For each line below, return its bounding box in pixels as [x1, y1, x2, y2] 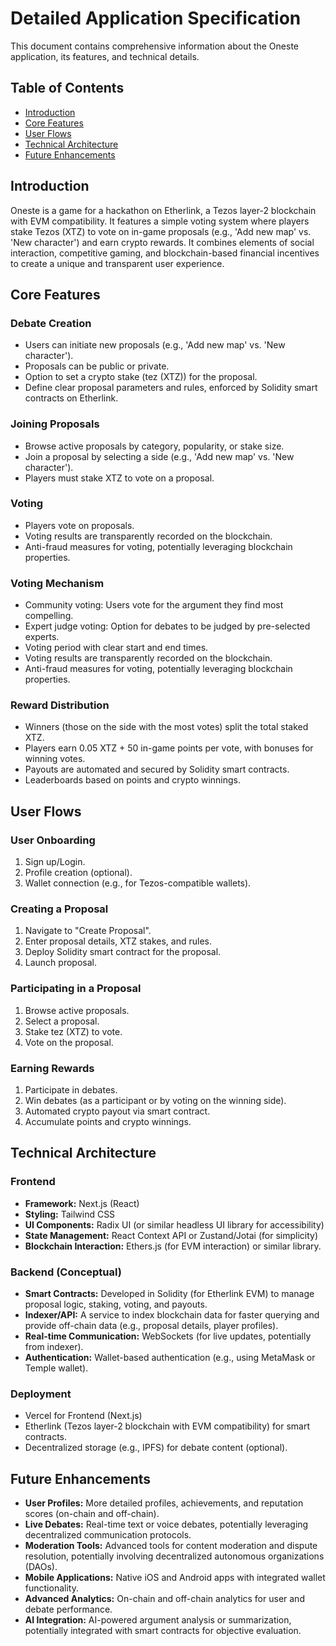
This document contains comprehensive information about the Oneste [10, 40, 300, 52]
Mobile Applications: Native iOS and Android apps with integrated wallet [24, 1572, 326, 1584]
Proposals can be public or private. [24, 360, 170, 372]
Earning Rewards [10, 1061, 95, 1075]
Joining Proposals [10, 417, 100, 431]
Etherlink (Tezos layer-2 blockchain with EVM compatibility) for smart [24, 1420, 311, 1432]
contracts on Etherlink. [24, 392, 119, 404]
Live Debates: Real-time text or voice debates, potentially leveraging [24, 1518, 309, 1531]
